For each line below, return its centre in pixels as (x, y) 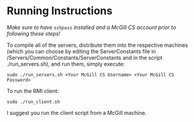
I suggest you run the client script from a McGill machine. (77, 113)
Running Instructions (60, 11)
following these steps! (34, 33)
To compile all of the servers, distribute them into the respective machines (98, 45)
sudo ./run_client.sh (34, 102)
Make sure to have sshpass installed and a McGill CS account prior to (92, 27)
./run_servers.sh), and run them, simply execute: (66, 64)
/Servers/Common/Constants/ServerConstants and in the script (85, 57)
